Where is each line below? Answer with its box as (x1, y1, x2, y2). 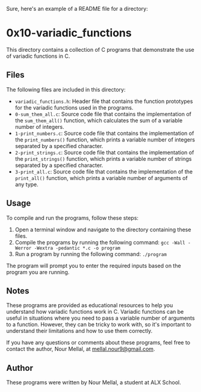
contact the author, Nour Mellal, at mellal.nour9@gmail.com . (6, 346, 155, 353)
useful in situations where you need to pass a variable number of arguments (6, 314, 195, 322)
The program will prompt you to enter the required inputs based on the (6, 262, 182, 269)
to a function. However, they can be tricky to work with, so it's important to (6, 321, 191, 328)
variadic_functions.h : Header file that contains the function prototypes (14, 98, 193, 105)
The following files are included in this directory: (6, 86, 126, 93)
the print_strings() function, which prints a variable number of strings (14, 155, 192, 162)
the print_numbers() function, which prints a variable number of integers (14, 135, 196, 143)
